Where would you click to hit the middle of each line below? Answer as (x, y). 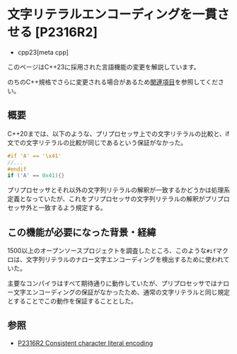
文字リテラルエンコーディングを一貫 (112, 15)
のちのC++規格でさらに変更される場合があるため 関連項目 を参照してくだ (112, 81)
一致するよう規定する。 (72, 208)
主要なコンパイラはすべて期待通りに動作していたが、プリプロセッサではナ (115, 283)
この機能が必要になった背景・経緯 (82, 232)
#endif (17, 169)
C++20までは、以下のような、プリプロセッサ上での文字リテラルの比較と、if (118, 133)
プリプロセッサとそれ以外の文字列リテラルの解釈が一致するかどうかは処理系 (119, 190)
